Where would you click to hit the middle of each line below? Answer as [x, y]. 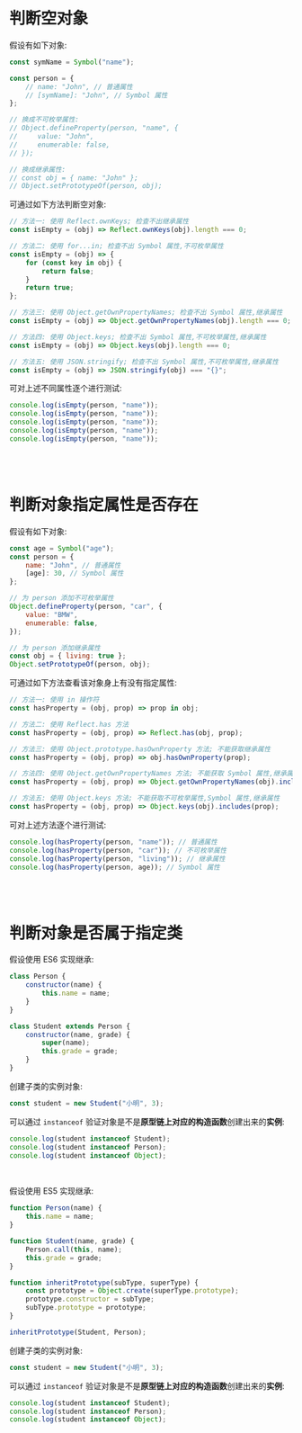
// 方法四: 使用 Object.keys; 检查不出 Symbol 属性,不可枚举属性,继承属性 [138, 337]
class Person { [38, 977]
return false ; [68, 271]
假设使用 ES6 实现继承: [52, 960]
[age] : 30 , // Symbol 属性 [75, 573]
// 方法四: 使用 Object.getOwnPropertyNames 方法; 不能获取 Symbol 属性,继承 [148, 774]
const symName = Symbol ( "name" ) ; [72, 62]
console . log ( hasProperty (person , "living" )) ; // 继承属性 [118, 859]
